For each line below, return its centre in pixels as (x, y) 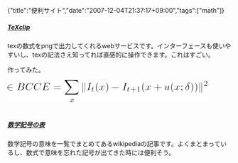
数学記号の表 (26, 124)
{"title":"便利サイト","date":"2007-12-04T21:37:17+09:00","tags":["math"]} (116, 10)
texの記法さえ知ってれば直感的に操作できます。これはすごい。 (123, 55)
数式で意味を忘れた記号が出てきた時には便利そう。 (101, 152)
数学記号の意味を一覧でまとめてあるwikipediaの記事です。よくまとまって (114, 143)
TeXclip (19, 27)
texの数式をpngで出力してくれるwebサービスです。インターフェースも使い (116, 45)
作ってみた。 (26, 69)
